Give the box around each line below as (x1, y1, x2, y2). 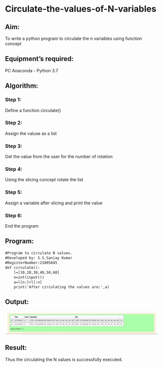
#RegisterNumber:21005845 (5, 260, 57, 265)
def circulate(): (5, 265, 40, 270)
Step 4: (5, 166, 23, 173)
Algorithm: (5, 82, 38, 90)
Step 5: (5, 189, 23, 196)
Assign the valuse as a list (5, 130, 57, 136)
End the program (5, 223, 39, 229)
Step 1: (5, 96, 21, 103)
